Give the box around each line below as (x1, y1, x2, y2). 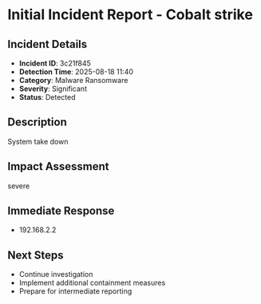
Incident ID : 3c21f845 (18, 58, 91, 68)
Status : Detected (18, 93, 77, 101)
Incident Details (7, 38, 88, 51)
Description (7, 116, 67, 129)
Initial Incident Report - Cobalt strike (7, 6, 253, 24)
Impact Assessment (7, 160, 109, 173)
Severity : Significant (18, 84, 87, 93)
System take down (7, 136, 69, 146)
